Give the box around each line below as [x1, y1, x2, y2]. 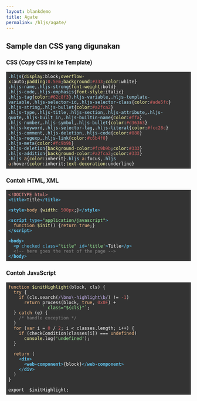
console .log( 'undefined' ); [23, 336, 90, 342]
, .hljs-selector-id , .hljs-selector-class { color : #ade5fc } [29, 99, 171, 105]
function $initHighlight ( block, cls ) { [8, 284, 106, 291]
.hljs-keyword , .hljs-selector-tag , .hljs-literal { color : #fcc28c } [8, 125, 169, 131]
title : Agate [6, 14, 38, 20]
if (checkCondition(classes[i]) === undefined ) [18, 331, 137, 336]
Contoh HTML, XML [6, 177, 59, 184]
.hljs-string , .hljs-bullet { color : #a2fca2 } [8, 105, 114, 110]
